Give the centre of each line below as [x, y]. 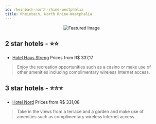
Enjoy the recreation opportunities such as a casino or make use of [84, 67]
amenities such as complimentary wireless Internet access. [76, 117]
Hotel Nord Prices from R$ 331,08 [46, 102]
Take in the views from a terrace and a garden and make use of [80, 111]
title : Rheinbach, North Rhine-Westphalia [49, 14]
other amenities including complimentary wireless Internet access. [83, 72]
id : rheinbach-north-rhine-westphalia [44, 9]
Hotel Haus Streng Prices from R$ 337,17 [52, 58]
